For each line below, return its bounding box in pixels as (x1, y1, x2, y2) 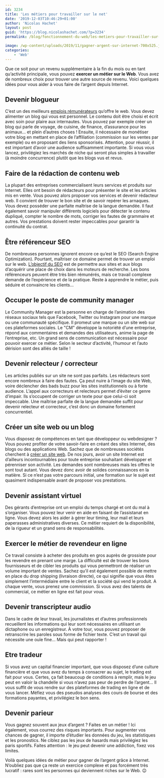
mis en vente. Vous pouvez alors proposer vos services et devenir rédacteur (5, 192, 159, 198)
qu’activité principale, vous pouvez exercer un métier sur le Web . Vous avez (5, 71, 159, 77)
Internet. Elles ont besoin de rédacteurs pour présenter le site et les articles (5, 188, 157, 193)
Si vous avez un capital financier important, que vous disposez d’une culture (5, 664, 159, 670)
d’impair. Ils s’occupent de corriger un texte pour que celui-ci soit (5, 393, 137, 399)
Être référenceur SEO (5, 238, 71, 246)
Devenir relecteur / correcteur (5, 359, 98, 368)
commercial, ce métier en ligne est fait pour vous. (5, 589, 105, 594)
